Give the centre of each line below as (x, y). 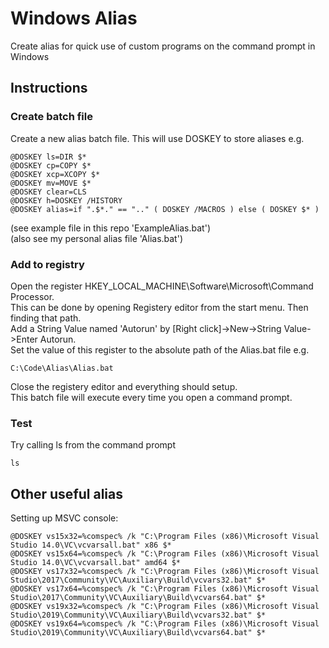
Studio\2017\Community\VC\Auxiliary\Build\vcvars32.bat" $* (138, 580)
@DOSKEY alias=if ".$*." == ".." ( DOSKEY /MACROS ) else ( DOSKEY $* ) (165, 209)
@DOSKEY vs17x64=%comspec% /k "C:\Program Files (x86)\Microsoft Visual (165, 589)
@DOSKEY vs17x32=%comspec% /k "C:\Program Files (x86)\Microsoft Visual (165, 572)
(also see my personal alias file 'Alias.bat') (97, 238)
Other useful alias (66, 493)
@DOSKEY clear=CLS (48, 192)
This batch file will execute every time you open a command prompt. (151, 397)
